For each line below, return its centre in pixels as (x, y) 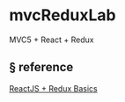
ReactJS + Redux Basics (54, 88)
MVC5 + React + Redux (51, 40)
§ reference (41, 67)
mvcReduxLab (62, 15)
